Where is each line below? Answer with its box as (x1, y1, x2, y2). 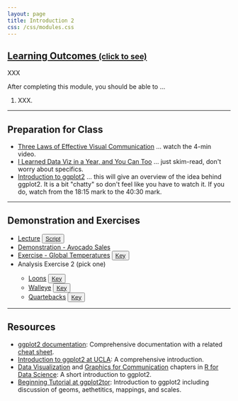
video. (17, 150, 37, 158)
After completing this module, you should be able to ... (7, 82, 166, 91)
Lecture (17, 234, 40, 242)
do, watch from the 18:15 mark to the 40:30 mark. (17, 187, 162, 196)
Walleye (28, 283, 52, 292)
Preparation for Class (7, 123, 103, 136)
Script (45, 235, 61, 242)
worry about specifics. (17, 165, 84, 173)
